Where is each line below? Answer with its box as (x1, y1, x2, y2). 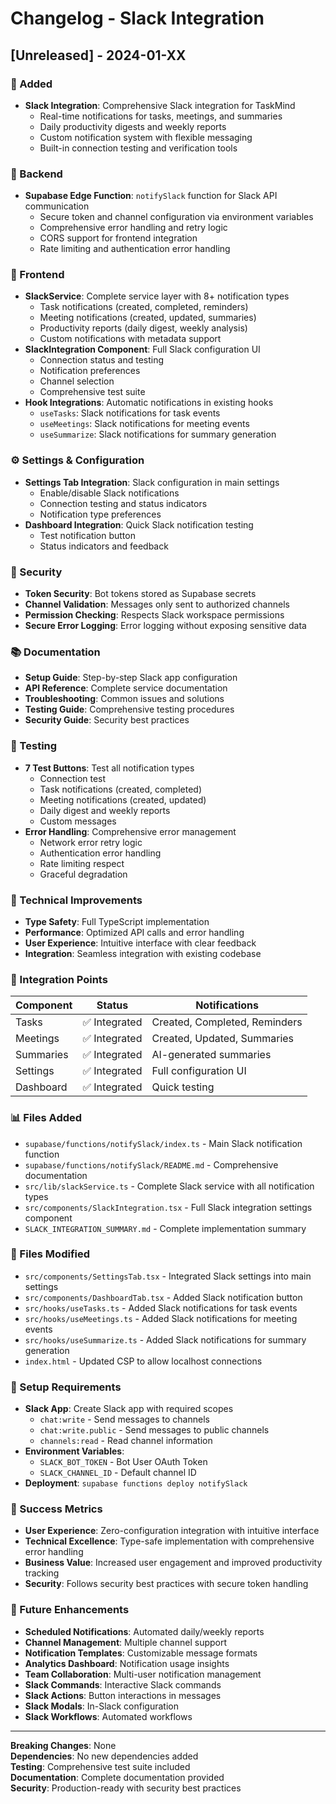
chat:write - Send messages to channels (39, 1413, 210, 1426)
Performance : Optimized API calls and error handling (24, 926, 245, 938)
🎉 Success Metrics (10, 1502, 103, 1516)
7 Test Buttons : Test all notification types (24, 762, 195, 774)
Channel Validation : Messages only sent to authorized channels (24, 598, 290, 611)
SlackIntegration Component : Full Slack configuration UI (24, 343, 261, 356)
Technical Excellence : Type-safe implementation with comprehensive (24, 1535, 315, 1547)
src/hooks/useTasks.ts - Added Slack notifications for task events (24, 1302, 298, 1314)
